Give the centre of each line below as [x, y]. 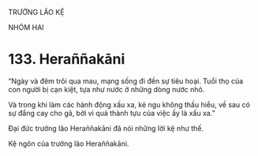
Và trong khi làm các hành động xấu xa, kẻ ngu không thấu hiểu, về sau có [129, 104]
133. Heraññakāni [67, 59]
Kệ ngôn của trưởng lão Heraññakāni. [69, 143]
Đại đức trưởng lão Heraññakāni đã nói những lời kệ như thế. [106, 128]
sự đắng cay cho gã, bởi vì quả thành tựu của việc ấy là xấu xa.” [112, 113]
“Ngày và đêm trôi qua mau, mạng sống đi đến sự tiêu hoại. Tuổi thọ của [126, 81]
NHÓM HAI [26, 27]
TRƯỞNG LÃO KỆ [36, 12]
